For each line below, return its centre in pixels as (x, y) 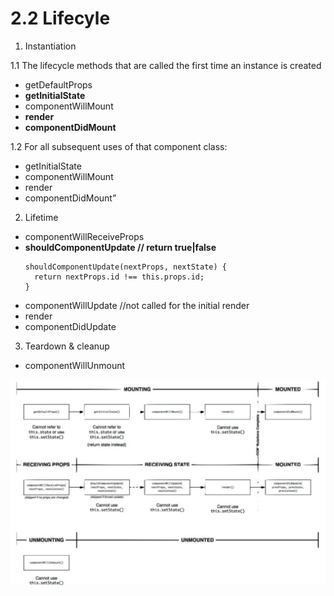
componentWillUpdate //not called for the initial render (137, 305)
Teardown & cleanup (67, 346)
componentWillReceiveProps (84, 236)
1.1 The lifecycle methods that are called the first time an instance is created (166, 65)
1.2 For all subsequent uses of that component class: (119, 146)
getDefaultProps (58, 84)
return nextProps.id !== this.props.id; (119, 277)
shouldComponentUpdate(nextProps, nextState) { (125, 267)
